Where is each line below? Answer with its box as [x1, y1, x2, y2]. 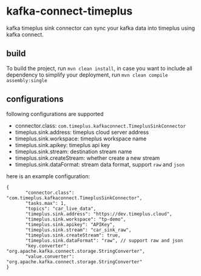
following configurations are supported [6, 110, 104, 117]
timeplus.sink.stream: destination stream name [15, 148, 132, 155]
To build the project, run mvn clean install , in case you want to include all [6, 64, 192, 72]
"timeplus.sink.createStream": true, [25, 232, 121, 238]
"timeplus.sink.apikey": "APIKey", [25, 221, 115, 227]
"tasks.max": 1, [25, 200, 67, 206]
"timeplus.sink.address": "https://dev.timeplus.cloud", [25, 211, 172, 217]
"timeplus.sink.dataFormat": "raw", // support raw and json [25, 237, 183, 244]
